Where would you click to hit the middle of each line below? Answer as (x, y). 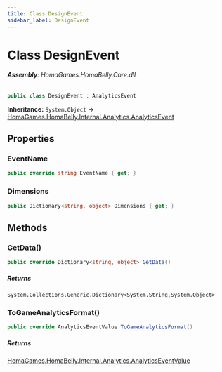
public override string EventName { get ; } (72, 173)
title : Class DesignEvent (45, 14)
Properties (31, 139)
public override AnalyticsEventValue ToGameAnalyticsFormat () (100, 327)
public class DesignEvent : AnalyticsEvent (72, 95)
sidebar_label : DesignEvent (48, 20)
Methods (27, 228)
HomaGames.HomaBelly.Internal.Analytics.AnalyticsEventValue (99, 361)
